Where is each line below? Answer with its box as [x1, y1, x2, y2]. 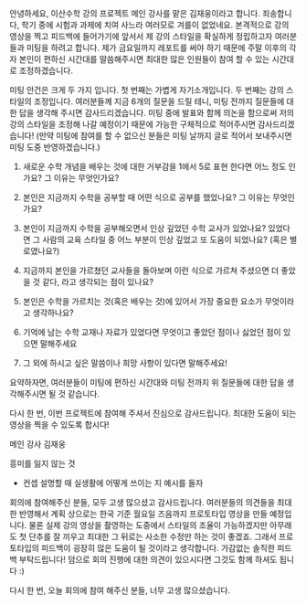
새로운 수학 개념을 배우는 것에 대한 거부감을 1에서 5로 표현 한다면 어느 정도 [22, 161, 287, 172]
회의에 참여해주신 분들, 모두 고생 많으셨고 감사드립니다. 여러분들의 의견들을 [9, 497, 276, 507]
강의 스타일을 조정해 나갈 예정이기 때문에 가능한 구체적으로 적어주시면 [9, 119, 256, 130]
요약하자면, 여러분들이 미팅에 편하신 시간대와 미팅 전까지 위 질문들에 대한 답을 [9, 377, 285, 387]
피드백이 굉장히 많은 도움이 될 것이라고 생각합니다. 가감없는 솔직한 [40, 543, 276, 553]
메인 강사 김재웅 [9, 439, 67, 450]
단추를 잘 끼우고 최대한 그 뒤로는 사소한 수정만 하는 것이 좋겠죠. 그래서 [28, 531, 277, 542]
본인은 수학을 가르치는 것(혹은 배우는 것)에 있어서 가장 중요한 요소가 [22, 296, 263, 306]
